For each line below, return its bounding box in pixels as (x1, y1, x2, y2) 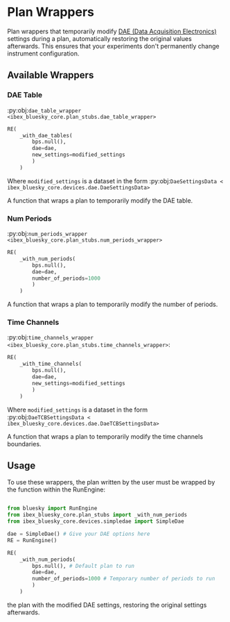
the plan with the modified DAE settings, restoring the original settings (7, 600, 207, 609)
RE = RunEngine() (7, 537, 57, 544)
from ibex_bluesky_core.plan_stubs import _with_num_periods (7, 512, 188, 519)
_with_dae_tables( (19, 132, 73, 139)
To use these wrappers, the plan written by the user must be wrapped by (7, 478, 215, 487)
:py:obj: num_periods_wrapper (7, 230, 88, 238)
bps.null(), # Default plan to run (32, 562, 135, 569)
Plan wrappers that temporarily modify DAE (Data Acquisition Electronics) (7, 27, 217, 35)
